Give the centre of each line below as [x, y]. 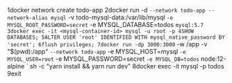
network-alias [28, 18]
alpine [16, 66]
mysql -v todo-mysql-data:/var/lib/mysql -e [112, 17]
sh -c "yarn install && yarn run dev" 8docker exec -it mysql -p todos [127, 66]
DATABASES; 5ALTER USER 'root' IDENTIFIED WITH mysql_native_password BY [116, 37]
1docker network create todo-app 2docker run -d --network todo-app [107, 10]
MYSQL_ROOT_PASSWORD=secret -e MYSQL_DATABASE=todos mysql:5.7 [105, 25]
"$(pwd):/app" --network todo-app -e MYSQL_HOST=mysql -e [97, 52]
